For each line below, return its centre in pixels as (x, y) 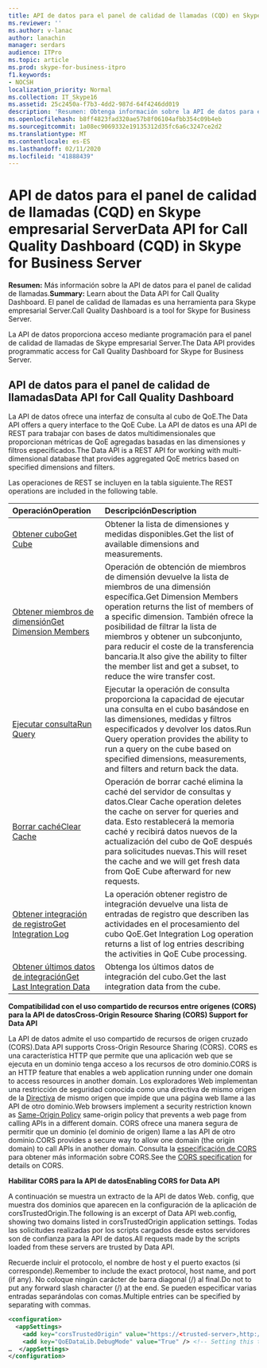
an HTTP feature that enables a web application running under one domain (130, 1072)
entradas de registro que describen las (177, 914)
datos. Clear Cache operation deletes (173, 802)
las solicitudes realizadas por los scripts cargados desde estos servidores (129, 1230)
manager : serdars (37, 45)
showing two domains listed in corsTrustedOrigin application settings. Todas (133, 1222)
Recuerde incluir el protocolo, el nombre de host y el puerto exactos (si (124, 1263)
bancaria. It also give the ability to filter (176, 656)
